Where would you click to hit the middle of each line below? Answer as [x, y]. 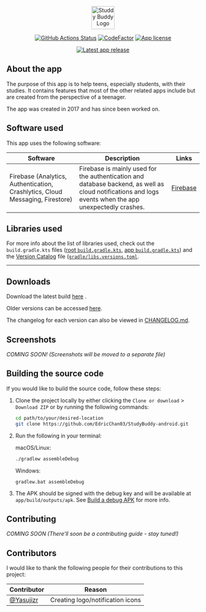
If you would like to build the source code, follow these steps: [84, 388]
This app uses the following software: [54, 143]
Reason [96, 590]
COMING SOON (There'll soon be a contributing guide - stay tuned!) [93, 534]
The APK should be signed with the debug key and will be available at [103, 493]
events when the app [109, 199]
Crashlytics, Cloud [36, 192]
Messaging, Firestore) [41, 199]
